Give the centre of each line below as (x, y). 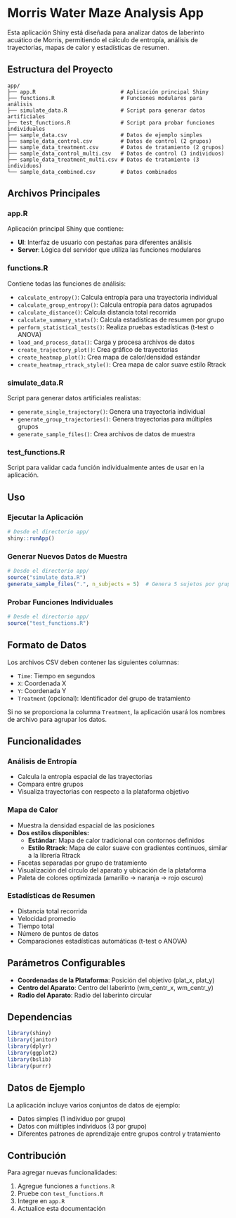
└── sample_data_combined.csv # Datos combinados (92, 172)
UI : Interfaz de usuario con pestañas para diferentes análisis (104, 242)
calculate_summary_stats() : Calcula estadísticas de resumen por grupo (121, 319)
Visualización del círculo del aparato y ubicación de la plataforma (112, 870)
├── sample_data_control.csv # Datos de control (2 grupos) (110, 141)
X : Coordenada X (42, 683)
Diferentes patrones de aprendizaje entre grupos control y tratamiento (119, 1134)
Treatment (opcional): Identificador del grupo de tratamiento (104, 698)
